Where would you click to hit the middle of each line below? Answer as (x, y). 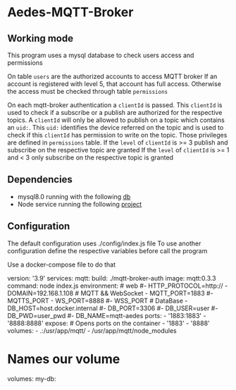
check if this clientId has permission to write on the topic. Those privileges (117, 135)
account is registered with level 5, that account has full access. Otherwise (114, 84)
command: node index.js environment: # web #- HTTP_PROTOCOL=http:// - (118, 286)
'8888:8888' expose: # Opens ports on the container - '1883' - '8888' (108, 323)
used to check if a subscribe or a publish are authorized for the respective (115, 112)
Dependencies (40, 179)
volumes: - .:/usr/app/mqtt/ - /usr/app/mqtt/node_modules (92, 330)
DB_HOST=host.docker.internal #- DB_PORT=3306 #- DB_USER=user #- (113, 308)
